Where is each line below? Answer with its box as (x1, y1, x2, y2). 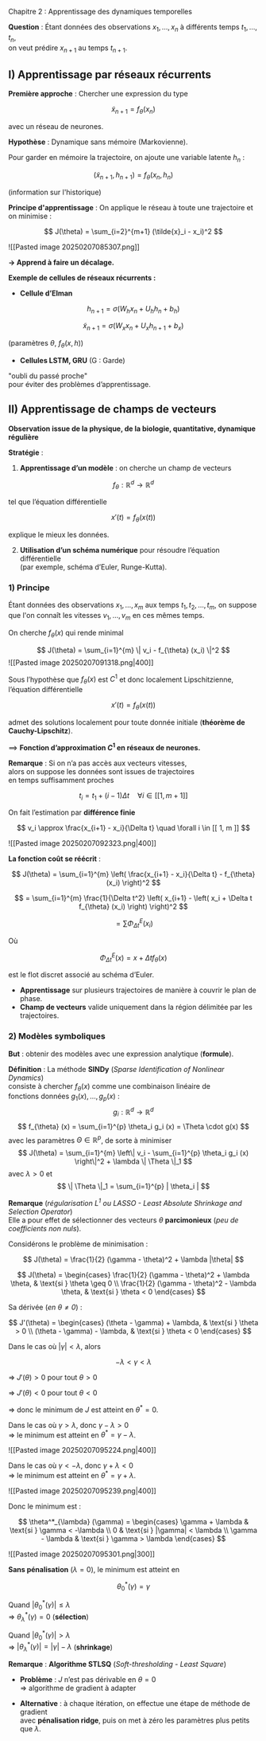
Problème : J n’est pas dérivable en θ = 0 (19, 1675, 156, 1684)
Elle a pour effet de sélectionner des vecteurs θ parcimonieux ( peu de (8, 1215, 239, 1225)
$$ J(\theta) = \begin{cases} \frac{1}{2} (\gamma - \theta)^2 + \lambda (17, 1270, 250, 1279)
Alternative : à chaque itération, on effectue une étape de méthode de (19, 1699, 251, 1708)
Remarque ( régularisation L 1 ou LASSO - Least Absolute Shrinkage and (8, 1197, 242, 1207)
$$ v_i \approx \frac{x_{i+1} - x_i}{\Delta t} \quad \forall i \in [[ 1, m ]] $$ (17, 824, 250, 833)
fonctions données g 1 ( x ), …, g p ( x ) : (8, 1091, 121, 1103)
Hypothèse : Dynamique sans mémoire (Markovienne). (8, 137, 188, 147)
